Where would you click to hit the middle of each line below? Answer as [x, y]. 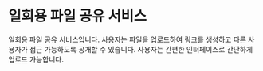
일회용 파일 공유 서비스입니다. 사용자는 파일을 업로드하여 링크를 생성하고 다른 [128, 39]
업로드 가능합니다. [36, 59]
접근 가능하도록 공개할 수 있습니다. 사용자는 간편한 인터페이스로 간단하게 [141, 49]
